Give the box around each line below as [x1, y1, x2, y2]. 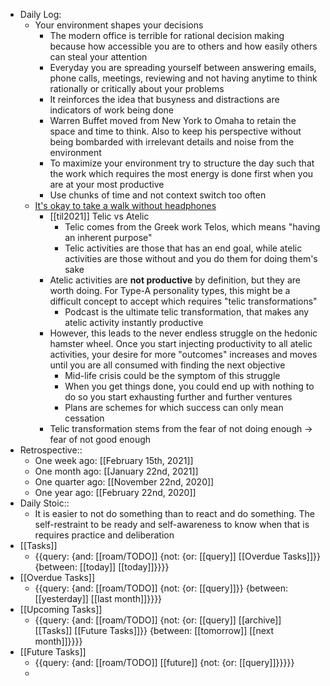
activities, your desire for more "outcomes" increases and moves [49, 349, 318, 360]
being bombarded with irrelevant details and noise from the [49, 136, 295, 148]
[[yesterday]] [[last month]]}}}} [34, 593, 163, 604]
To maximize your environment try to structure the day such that [49, 157, 315, 169]
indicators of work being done [49, 104, 174, 116]
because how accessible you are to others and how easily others [49, 40, 318, 52]
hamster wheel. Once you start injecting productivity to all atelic [49, 338, 313, 349]
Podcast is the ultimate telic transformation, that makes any [64, 306, 310, 318]
